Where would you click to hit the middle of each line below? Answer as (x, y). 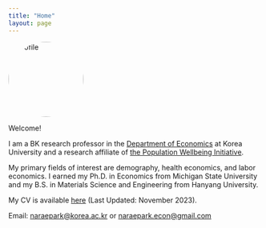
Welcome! (25, 128)
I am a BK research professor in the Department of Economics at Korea (125, 143)
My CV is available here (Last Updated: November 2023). (103, 200)
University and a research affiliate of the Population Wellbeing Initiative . (126, 152)
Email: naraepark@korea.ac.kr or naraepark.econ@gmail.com (110, 215)
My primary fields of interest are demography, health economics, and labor (132, 167)
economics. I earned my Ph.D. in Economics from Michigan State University (133, 176)
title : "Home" (32, 16)
